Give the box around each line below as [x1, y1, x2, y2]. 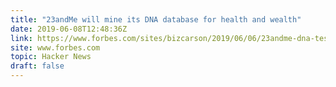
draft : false [10, 61, 65, 71]
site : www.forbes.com [10, 42, 101, 53]
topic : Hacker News [10, 52, 92, 62]
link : [10, 33, 33, 43]
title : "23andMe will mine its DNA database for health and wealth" [10, 14, 302, 25]
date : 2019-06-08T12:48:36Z [10, 24, 128, 34]
